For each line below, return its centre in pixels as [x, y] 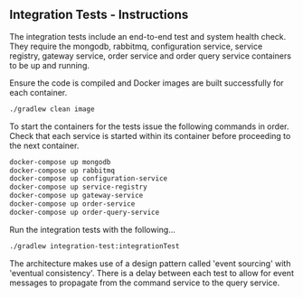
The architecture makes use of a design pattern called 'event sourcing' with [150, 263]
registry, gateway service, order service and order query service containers [151, 56]
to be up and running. [50, 65]
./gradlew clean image [52, 109]
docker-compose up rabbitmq [62, 171]
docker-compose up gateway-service [76, 196]
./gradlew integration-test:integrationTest [95, 246]
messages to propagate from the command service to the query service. [145, 283]
